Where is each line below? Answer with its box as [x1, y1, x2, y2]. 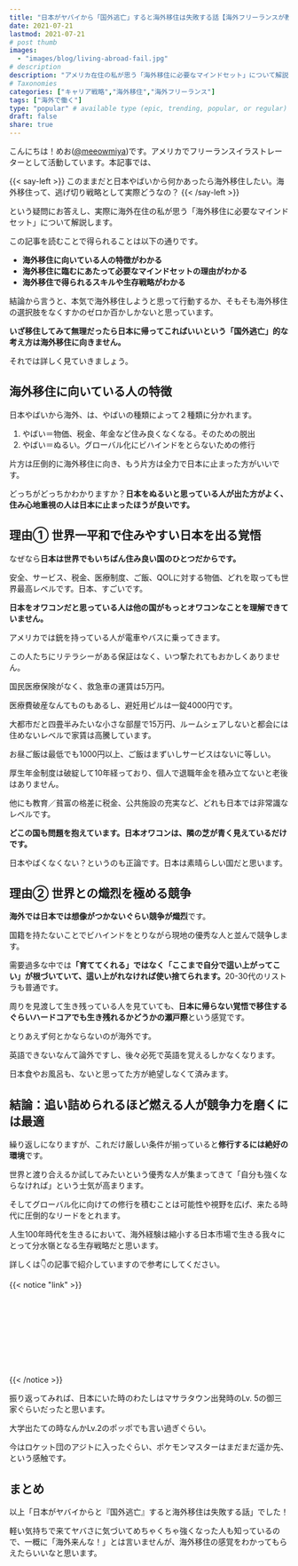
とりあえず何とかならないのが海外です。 [9, 1031, 157, 1042]
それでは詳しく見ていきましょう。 [9, 356, 133, 366]
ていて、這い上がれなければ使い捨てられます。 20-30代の [55, 971, 264, 982]
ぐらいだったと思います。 [16, 1404, 110, 1415]
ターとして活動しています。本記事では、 [9, 157, 156, 167]
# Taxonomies [9, 79, 58, 88]
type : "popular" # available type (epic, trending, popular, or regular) [9, 104, 288, 113]
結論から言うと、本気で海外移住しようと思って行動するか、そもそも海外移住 [9, 296, 288, 306]
